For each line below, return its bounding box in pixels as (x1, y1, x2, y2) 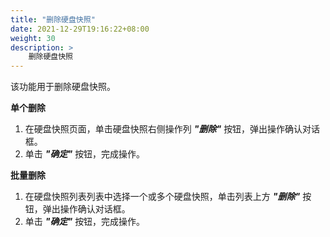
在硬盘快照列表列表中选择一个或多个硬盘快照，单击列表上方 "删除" (24, 191, 301, 203)
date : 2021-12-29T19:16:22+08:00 (10, 24, 150, 34)
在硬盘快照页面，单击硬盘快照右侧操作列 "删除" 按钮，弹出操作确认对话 (24, 123, 321, 135)
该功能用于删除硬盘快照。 (10, 81, 116, 93)
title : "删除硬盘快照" (10, 14, 96, 25)
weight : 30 (10, 33, 56, 43)
